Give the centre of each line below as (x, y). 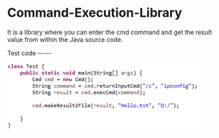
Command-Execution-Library (95, 13)
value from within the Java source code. (65, 39)
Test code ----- (30, 53)
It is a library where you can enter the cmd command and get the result (109, 32)
